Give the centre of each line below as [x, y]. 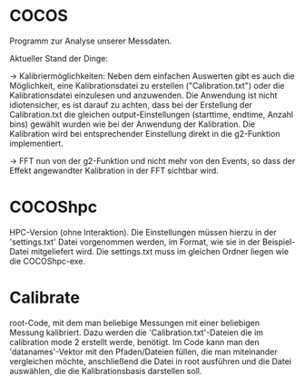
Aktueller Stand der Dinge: [59, 58]
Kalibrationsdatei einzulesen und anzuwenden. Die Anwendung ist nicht [143, 95]
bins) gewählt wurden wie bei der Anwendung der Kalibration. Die [133, 124]
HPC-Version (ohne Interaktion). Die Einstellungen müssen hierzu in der [143, 232]
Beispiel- [279, 242]
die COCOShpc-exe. [48, 261]
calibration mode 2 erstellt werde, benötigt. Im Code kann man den [135, 342]
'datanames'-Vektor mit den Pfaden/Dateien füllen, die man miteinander [144, 351]
